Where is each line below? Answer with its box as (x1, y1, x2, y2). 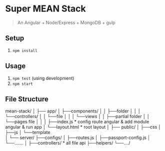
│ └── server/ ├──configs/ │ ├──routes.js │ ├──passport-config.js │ (5, 134, 151, 140)
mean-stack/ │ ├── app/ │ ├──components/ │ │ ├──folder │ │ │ (5, 108, 141, 114)
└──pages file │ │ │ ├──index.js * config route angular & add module (5, 118, 149, 125)
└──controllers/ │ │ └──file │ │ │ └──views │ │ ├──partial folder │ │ (5, 113, 150, 119)
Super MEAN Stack (5, 3, 86, 14)
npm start (12, 81, 33, 86)
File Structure (5, 94, 48, 103)
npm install (12, 48, 37, 53)
